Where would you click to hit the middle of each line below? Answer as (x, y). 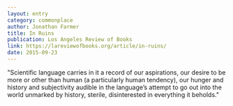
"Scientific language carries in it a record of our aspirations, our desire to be (116, 72)
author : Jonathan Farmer (43, 26)
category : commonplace (40, 20)
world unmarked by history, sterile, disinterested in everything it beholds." (113, 94)
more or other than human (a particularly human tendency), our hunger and (115, 79)
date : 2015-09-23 (32, 53)
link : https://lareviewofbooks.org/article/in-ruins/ (87, 46)
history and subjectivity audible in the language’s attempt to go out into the (114, 87)
